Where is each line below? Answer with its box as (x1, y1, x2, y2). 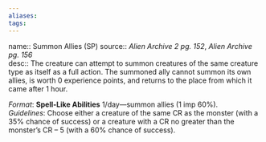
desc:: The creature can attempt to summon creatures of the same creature (8, 58, 259, 68)
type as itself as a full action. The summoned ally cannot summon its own (8, 67, 252, 76)
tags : (8, 19, 27, 27)
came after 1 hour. (8, 83, 68, 93)
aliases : (8, 11, 38, 20)
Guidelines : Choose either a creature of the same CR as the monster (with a (8, 108, 259, 117)
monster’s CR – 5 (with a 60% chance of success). (8, 125, 176, 135)
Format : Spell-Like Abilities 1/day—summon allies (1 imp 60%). (8, 99, 219, 109)
